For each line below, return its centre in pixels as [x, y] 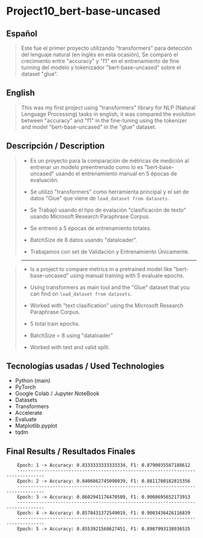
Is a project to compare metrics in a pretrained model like [101, 269]
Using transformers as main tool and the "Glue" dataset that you [110, 287]
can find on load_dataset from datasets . [81, 294]
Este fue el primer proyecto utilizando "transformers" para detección [106, 48]
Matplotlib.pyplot [36, 426]
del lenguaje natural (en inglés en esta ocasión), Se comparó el [99, 55]
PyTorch [25, 387]
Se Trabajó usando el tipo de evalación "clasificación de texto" [108, 210]
